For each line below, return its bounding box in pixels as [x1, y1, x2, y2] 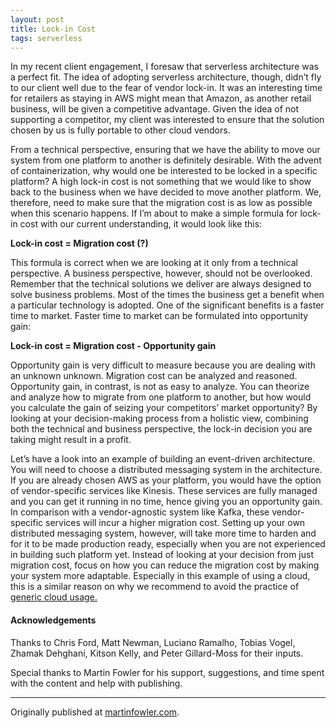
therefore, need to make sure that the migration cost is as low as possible [10, 197, 313, 209]
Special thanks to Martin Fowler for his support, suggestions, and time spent [10, 666, 325, 678]
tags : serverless [10, 33, 83, 43]
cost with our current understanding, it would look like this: [19, 218, 263, 230]
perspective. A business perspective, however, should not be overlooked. [10, 267, 313, 280]
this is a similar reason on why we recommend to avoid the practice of [10, 581, 300, 593]
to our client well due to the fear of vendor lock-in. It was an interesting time [10, 82, 323, 94]
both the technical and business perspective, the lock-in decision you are [10, 423, 313, 435]
